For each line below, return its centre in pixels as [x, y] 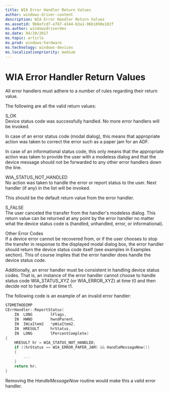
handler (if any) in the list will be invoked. [48, 188]
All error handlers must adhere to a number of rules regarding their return [81, 91]
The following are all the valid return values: [51, 106]
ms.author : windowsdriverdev [36, 29]
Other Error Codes [24, 234]
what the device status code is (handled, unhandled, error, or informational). [84, 224]
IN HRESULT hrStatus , [43, 328]
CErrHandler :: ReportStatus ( [35, 310]
